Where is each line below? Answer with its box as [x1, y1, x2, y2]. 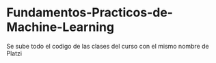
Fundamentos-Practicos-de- [6, 5, 174, 21]
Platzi [6, 49, 22, 58]
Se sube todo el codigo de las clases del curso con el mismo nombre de [6, 42, 209, 50]
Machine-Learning [6, 19, 114, 35]
